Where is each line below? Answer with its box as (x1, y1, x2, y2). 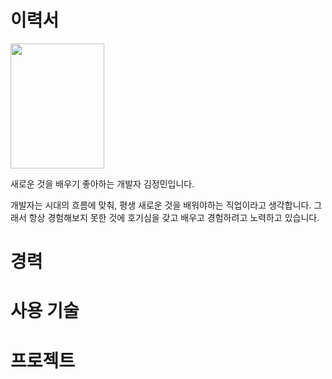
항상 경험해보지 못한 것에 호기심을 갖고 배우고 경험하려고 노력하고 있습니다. (28, 211, 320, 223)
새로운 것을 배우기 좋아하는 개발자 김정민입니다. (10, 177, 195, 190)
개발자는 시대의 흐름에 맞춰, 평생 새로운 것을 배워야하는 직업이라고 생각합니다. (10, 199, 312, 211)
